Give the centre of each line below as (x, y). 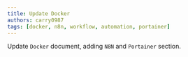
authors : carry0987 (36, 20)
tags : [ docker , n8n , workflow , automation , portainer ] (89, 26)
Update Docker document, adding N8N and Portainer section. (94, 47)
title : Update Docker (39, 14)
